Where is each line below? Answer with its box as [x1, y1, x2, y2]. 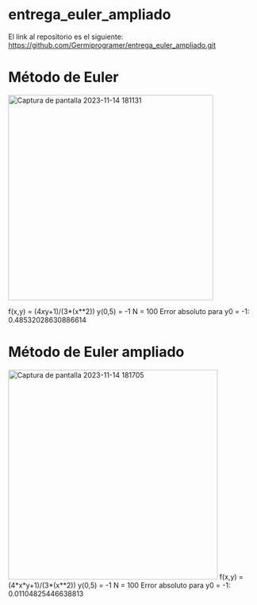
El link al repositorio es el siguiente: [8, 32, 124, 41]
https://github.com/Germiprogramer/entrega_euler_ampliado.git [8, 40, 217, 49]
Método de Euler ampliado [8, 343, 185, 361]
